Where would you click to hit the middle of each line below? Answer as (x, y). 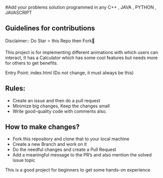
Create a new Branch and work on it (49, 144)
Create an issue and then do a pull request (56, 100)
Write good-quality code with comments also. (59, 111)
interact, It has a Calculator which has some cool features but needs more (81, 58)
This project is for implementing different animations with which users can (82, 52)
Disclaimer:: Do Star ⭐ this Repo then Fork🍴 (50, 41)
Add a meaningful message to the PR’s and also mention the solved (82, 155)
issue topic (24, 160)
